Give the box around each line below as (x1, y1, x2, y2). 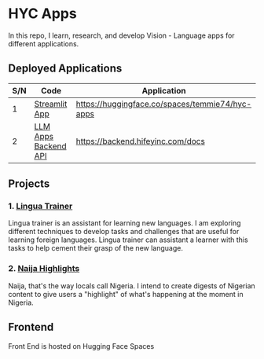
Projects (8, 178, 50, 191)
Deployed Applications (8, 62, 123, 75)
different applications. (8, 38, 79, 48)
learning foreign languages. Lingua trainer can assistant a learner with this (8, 235, 249, 244)
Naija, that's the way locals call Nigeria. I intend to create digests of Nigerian (8, 280, 255, 291)
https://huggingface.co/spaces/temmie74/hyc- (75, 98, 252, 109)
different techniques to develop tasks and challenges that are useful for (8, 227, 240, 236)
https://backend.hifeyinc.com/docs (75, 135, 206, 146)
